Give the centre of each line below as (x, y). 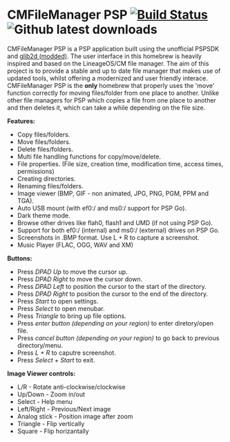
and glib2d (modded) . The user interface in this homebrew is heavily (105, 56)
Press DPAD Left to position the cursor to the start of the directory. (112, 286)
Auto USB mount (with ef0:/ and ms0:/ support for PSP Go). (102, 208)
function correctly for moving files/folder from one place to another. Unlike (113, 93)
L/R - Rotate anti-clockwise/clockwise (71, 387)
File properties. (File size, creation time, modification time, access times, (120, 163)
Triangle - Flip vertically (51, 423)
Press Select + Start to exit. (56, 360)
